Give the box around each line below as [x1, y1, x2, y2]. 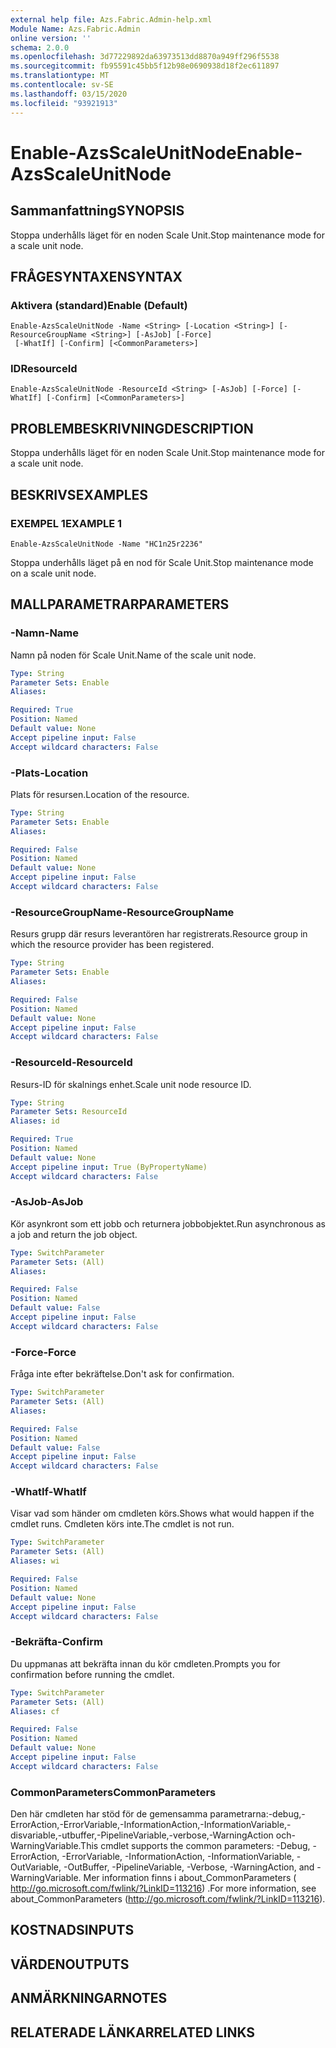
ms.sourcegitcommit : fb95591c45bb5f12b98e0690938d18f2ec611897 [10, 61, 280, 71]
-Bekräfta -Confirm [10, 1635, 103, 1649]
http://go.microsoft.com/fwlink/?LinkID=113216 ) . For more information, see [10, 1882, 317, 1895]
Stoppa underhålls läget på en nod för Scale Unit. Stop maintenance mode [10, 556, 314, 568]
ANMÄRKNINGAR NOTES [10, 1990, 168, 2007]
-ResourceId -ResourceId [10, 1056, 133, 1070]
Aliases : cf [10, 1706, 60, 1716]
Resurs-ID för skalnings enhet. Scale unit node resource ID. [10, 1078, 252, 1090]
